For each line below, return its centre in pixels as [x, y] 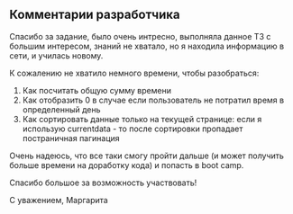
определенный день [61, 109]
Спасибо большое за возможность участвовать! [103, 183]
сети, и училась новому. [56, 55]
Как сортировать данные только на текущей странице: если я [142, 119]
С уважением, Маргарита [59, 200]
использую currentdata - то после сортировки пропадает [133, 129]
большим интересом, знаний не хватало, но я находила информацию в [147, 46]
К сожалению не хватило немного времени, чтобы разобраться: [134, 73]
